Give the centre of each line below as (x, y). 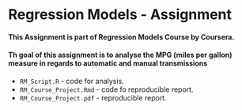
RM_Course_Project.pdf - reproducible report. (93, 97)
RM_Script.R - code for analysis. (72, 81)
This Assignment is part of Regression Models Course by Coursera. (121, 36)
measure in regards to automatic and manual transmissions (108, 63)
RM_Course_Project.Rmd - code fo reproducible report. (106, 89)
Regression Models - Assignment (120, 15)
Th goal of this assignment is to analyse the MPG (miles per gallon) (120, 55)
